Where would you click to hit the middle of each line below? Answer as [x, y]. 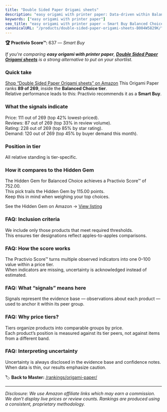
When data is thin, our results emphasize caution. [56, 367]
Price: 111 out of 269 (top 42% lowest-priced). [52, 117]
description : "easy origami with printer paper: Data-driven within [78, 14]
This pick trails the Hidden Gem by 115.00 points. [55, 192]
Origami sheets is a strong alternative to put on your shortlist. [69, 60]
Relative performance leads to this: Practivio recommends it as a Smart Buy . [83, 94]
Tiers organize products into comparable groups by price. [64, 328]
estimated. [16, 275]
